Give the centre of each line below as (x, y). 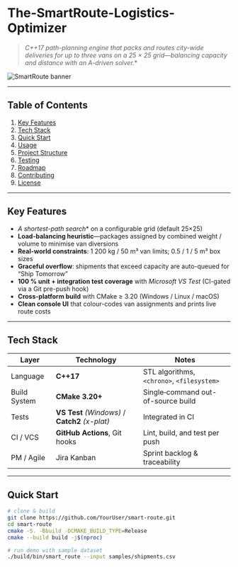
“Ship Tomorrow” (43, 273)
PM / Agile (28, 458)
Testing (29, 160)
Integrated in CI (169, 417)
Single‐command (171, 392)
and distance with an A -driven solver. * (81, 62)
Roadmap (32, 167)
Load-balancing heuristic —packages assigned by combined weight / (119, 236)
